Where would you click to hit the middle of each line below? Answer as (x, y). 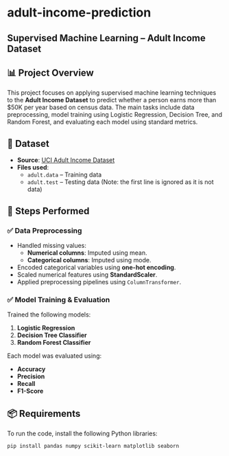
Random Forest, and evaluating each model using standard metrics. (103, 122)
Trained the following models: (49, 315)
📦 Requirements (44, 413)
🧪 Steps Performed (48, 211)
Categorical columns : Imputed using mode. (89, 260)
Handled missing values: (52, 245)
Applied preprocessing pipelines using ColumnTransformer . (99, 282)
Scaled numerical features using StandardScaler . (87, 274)
